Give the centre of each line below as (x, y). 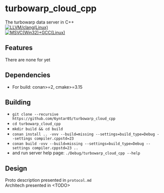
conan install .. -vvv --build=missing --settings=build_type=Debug (83, 134)
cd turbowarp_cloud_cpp (36, 124)
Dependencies (28, 75)
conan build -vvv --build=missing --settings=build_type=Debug (78, 144)
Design (16, 168)
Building (18, 102)
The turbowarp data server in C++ (40, 22)
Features (19, 48)
